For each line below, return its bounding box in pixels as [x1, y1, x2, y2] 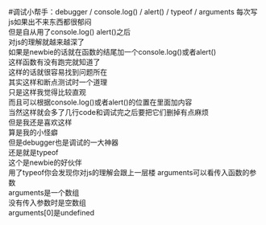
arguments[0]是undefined [8, 208, 95, 217]
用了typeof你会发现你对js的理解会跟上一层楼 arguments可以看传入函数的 [8, 168, 250, 177]
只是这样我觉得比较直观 [8, 88, 86, 96]
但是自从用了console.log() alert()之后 [8, 27, 131, 36]
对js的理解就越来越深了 [8, 37, 85, 47]
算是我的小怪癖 [8, 128, 58, 137]
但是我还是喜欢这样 [8, 117, 73, 127]
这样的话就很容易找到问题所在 [8, 67, 107, 76]
